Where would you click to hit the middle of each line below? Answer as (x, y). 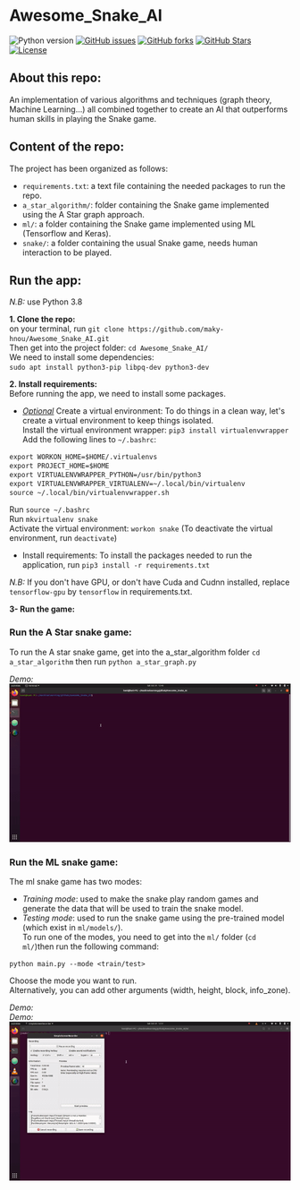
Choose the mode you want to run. (73, 980)
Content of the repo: (67, 147)
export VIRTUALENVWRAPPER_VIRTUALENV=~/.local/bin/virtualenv (127, 484)
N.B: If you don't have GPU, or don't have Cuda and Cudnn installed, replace (150, 582)
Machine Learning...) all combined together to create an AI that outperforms (149, 109)
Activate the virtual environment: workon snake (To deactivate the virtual (141, 528)
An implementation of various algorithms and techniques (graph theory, (141, 99)
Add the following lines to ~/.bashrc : (89, 440)
